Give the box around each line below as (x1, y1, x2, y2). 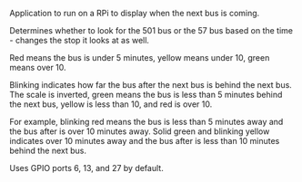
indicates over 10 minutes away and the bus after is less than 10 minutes (9, 136, 280, 146)
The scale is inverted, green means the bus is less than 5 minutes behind (9, 90, 283, 100)
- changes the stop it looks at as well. (9, 35, 150, 45)
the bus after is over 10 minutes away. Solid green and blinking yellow (9, 126, 270, 137)
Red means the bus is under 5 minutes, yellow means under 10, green (9, 53, 270, 62)
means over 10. (9, 62, 66, 72)
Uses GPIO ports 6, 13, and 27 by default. (9, 163, 164, 173)
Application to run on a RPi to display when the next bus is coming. (9, 8, 260, 18)
